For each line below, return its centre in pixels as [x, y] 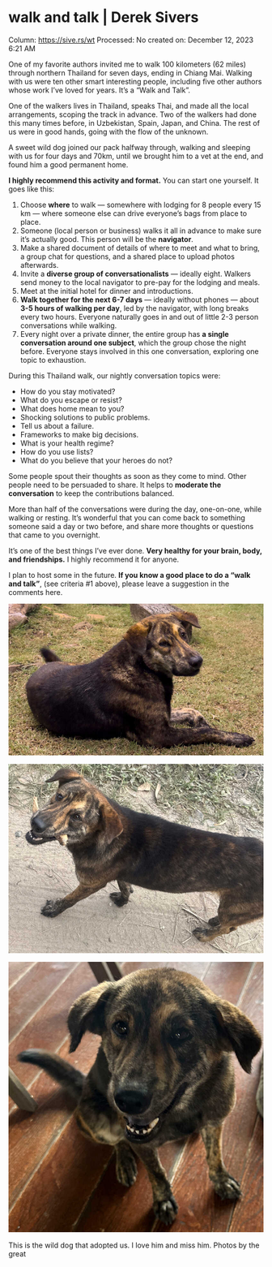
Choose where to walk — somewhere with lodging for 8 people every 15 [140, 205]
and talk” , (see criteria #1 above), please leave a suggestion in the [119, 584]
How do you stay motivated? [68, 391]
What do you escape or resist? [71, 400]
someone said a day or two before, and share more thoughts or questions [131, 526]
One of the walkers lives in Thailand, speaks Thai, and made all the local [129, 106]
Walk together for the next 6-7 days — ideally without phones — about [139, 300]
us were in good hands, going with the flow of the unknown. [108, 131]
